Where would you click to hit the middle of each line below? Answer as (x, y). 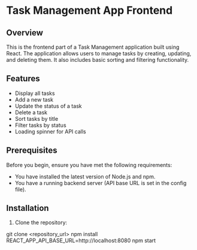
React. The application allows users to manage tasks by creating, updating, (99, 53)
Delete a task (31, 112)
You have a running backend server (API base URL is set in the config (101, 183)
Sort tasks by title (37, 118)
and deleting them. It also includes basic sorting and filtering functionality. (98, 60)
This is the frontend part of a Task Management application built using (93, 47)
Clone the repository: (41, 222)
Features (23, 79)
